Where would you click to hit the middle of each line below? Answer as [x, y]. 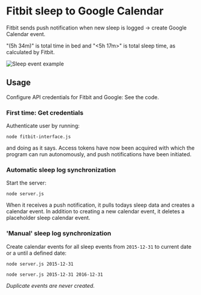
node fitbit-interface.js [38, 137]
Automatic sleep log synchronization [61, 169]
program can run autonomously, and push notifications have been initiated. [99, 154]
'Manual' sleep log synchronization [59, 234]
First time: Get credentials [45, 112]
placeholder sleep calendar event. [48, 218]
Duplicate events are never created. [50, 285]
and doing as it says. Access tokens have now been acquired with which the [100, 148]
